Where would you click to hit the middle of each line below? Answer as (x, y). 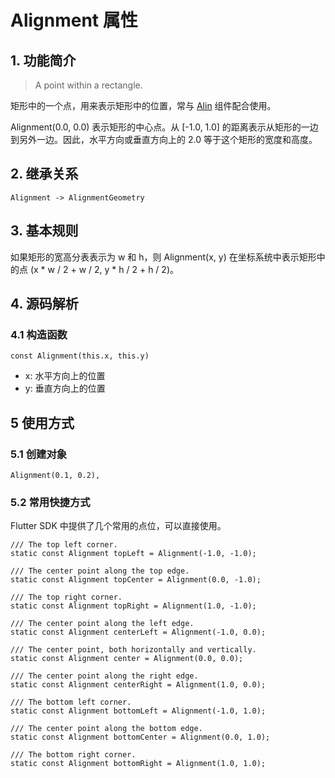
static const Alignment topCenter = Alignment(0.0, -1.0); (136, 580)
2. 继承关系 (44, 174)
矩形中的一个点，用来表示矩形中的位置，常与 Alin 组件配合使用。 (143, 105)
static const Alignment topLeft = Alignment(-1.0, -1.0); (133, 554)
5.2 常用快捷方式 (50, 502)
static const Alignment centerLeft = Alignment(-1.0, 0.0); (138, 632)
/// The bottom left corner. (71, 702)
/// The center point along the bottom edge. (106, 729)
